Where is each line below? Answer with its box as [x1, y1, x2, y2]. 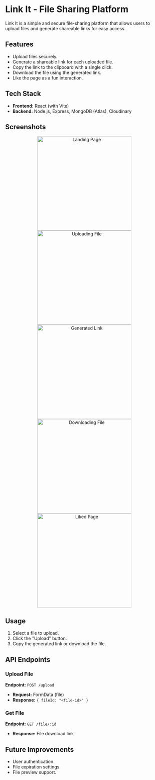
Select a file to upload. [12, 630, 59, 636]
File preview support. [12, 769, 57, 775]
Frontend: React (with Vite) [12, 103, 69, 109]
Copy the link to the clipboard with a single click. [12, 64, 113, 70]
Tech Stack [5, 90, 41, 98]
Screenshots [5, 122, 46, 131]
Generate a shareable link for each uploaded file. [12, 59, 114, 65]
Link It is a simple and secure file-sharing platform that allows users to [5, 20, 150, 26]
